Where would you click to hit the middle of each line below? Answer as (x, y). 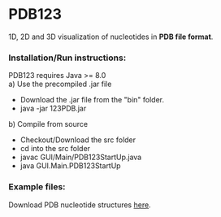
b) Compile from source (48, 124)
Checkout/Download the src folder (78, 140)
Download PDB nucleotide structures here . (80, 205)
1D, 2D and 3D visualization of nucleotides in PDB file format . (111, 37)
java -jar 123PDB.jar (53, 108)
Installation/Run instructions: (67, 58)
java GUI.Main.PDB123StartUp (70, 166)
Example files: (37, 187)
